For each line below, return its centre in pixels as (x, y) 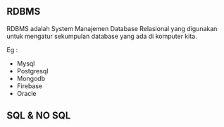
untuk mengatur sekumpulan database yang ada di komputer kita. (102, 36)
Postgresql (32, 71)
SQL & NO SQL (39, 116)
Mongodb (31, 78)
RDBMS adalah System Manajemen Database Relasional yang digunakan (112, 28)
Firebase (30, 86)
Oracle (26, 93)
